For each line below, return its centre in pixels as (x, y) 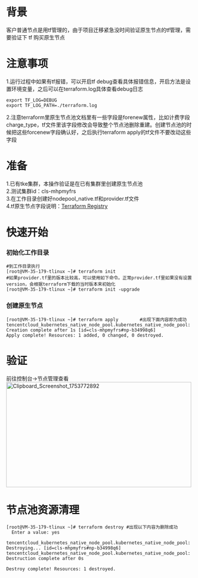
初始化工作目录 (28, 253)
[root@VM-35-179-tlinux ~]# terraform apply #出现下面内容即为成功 (97, 319)
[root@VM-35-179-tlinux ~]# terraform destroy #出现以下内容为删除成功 (92, 527)
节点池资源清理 (43, 510)
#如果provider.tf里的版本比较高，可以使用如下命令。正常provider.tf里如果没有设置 (99, 278)
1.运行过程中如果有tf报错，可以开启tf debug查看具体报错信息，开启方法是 (96, 81)
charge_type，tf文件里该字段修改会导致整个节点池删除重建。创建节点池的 (96, 124)
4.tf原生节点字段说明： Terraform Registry (57, 206)
